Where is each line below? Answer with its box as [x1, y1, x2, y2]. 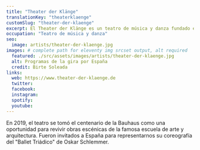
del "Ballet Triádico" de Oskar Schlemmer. [6, 138, 110, 145]
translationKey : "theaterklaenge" [6, 14, 92, 20]
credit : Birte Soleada [11, 64, 68, 70]
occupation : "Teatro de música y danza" [6, 31, 108, 37]
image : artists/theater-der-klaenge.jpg [11, 42, 113, 48]
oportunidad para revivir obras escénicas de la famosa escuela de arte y [6, 126, 184, 133]
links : [6, 70, 23, 76]
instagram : [11, 92, 39, 98]
